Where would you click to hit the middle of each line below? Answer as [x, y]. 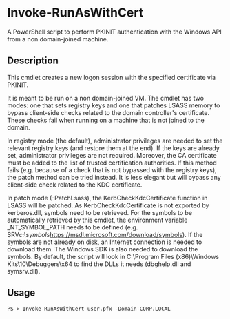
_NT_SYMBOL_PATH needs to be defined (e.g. [73, 227]
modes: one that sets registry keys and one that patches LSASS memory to [114, 105]
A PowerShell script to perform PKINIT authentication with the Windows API [114, 32]
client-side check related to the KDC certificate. [75, 185]
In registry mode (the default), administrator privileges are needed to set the [115, 141]
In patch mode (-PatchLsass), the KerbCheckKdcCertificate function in [107, 198]
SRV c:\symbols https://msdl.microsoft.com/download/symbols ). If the [105, 234]
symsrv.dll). [24, 271]
